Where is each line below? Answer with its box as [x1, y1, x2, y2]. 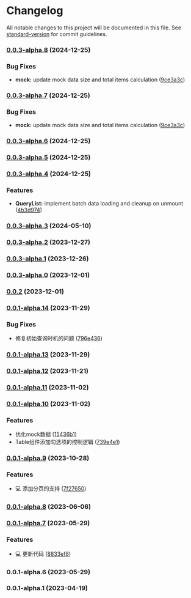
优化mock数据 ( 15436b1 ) [15, 430, 77, 438]
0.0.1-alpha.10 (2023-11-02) [6, 399, 90, 408]
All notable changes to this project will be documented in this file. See [6, 24, 182, 31]
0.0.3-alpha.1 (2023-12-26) [6, 254, 90, 263]
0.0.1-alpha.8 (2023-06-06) [6, 503, 92, 511]
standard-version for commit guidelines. [6, 30, 107, 37]
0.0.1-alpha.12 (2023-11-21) [6, 367, 88, 375]
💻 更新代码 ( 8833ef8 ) [15, 550, 71, 557]
